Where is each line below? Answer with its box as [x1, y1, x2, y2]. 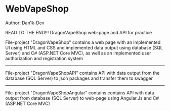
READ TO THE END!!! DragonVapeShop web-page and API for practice [5, 29, 152, 35]
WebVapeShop [5, 3, 69, 15]
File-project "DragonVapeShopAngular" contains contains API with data [5, 89, 154, 96]
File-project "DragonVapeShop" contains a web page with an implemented [5, 39, 161, 45]
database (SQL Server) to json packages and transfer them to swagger [5, 75, 153, 81]
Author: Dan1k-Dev [5, 20, 45, 26]
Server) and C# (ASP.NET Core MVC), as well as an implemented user [5, 50, 151, 56]
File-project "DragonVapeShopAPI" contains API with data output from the [5, 70, 160, 76]
